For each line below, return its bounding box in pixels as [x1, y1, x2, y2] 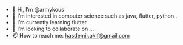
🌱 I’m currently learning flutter [12, 19, 87, 26]
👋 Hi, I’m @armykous [12, 6, 65, 13]
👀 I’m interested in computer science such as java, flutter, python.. [12, 12, 178, 19]
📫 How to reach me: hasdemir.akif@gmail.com [12, 32, 130, 39]
